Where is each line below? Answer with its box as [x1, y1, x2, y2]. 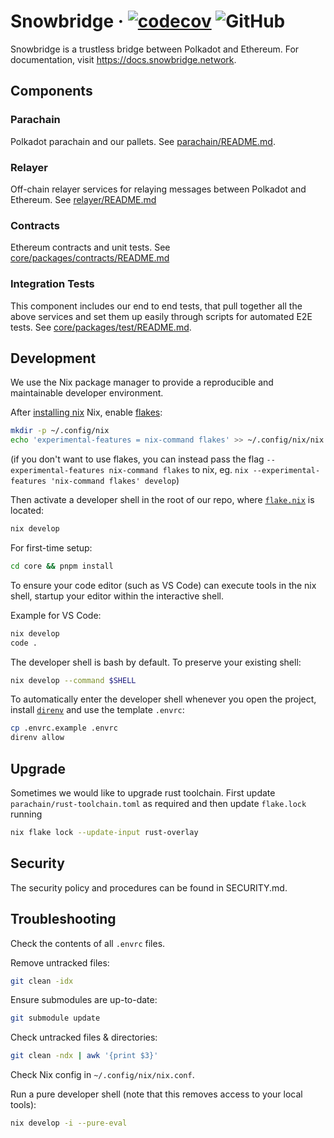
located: [10, 505, 44, 517]
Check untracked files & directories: [10, 1031, 158, 1044]
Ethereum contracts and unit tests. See [10, 241, 171, 254]
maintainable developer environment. [10, 387, 164, 399]
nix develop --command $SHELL [10, 675, 137, 685]
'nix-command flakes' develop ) [50, 475, 180, 487]
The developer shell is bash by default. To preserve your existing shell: [10, 656, 302, 668]
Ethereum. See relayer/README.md [10, 193, 157, 205]
